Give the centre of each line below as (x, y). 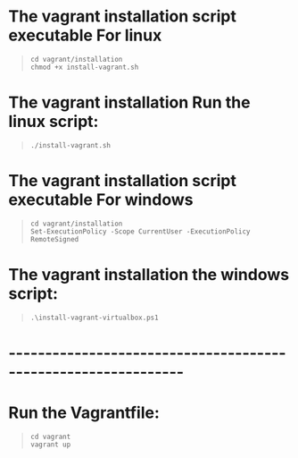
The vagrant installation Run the (129, 102)
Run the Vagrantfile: (84, 413)
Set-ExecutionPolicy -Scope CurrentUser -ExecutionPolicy (140, 231)
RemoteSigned (54, 239)
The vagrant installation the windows (149, 275)
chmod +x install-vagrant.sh (84, 67)
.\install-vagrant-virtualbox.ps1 (94, 318)
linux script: (54, 122)
